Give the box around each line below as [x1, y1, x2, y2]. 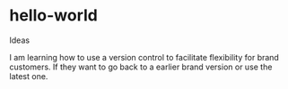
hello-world [9, 5, 99, 26]
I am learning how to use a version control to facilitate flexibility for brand [9, 52, 280, 62]
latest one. [9, 70, 48, 81]
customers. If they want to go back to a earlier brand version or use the [9, 61, 273, 72]
